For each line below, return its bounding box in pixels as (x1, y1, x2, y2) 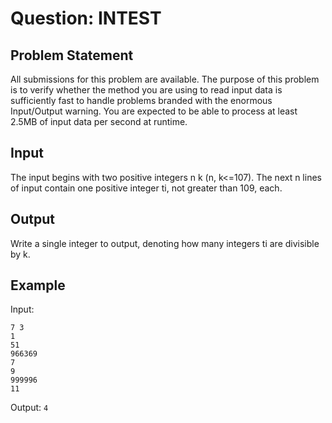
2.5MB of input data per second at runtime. (10, 116, 188, 127)
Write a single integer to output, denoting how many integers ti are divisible (10, 237, 320, 249)
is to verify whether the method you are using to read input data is (10, 84, 283, 96)
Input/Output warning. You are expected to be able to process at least (10, 105, 298, 117)
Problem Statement (10, 47, 134, 64)
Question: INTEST (10, 7, 162, 30)
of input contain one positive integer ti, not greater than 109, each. (10, 182, 283, 194)
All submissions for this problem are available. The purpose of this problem (10, 73, 320, 85)
